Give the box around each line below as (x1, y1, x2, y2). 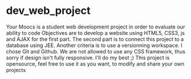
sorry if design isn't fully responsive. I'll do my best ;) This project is (6, 54, 170, 61)
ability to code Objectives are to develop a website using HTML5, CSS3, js (6, 29, 185, 36)
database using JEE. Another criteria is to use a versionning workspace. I (6, 42, 183, 49)
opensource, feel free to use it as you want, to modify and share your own (6, 60, 185, 67)
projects (6, 66, 26, 73)
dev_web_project (6, 4, 91, 17)
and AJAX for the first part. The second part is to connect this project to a (6, 35, 184, 42)
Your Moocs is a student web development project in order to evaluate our (6, 23, 186, 30)
